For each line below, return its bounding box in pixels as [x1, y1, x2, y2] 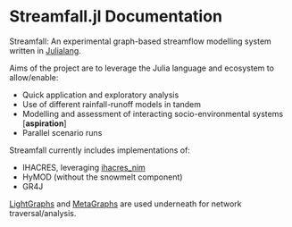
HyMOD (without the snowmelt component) [21, 172, 183, 182]
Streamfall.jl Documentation [9, 6, 223, 27]
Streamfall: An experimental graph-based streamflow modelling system [9, 36, 272, 46]
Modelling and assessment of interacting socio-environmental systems [21, 108, 284, 119]
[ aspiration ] [21, 118, 67, 129]
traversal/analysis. [9, 207, 77, 218]
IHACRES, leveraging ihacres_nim [21, 162, 146, 172]
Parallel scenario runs [21, 127, 103, 138]
